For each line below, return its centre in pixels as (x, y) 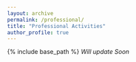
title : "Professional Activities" (57, 26)
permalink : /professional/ (46, 20)
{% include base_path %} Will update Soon (68, 52)
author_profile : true (38, 32)
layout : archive (30, 13)
